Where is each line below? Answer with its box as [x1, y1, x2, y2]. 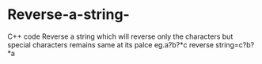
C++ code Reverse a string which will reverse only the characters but [7, 32, 234, 41]
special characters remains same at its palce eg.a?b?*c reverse [7, 40, 215, 49]
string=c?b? [215, 40, 255, 49]
